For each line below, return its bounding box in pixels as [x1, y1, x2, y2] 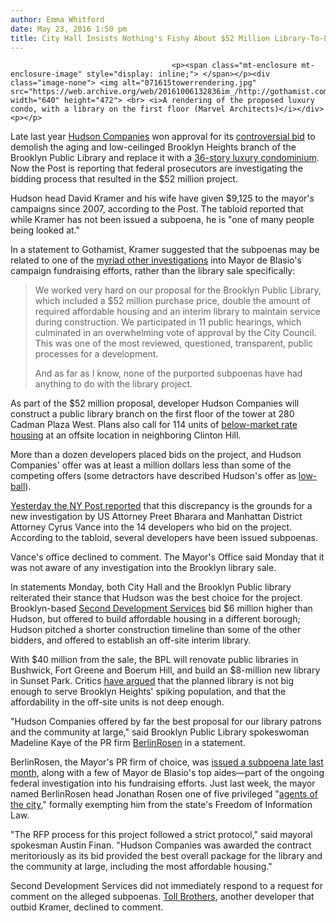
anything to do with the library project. [34, 378, 193, 390]
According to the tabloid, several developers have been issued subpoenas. [10, 532, 318, 544]
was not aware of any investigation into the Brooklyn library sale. [10, 562, 277, 574]
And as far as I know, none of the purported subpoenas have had [34, 367, 303, 380]
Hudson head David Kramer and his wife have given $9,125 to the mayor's [10, 192, 315, 205]
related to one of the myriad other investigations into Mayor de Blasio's [10, 254, 302, 266]
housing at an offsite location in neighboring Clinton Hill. [10, 429, 242, 441]
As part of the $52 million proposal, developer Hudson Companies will [10, 397, 300, 410]
